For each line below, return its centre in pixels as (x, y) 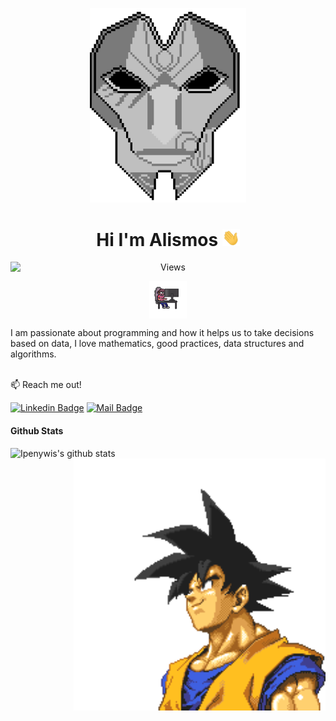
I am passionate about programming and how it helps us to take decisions (162, 333)
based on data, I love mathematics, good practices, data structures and (157, 344)
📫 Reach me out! (46, 385)
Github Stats (37, 431)
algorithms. (33, 354)
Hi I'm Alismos (157, 239)
